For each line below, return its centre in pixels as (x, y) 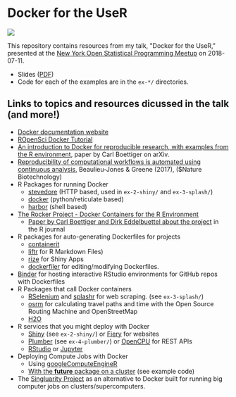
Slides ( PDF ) (36, 74)
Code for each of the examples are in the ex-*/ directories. (103, 82)
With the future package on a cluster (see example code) (111, 371)
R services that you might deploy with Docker (83, 326)
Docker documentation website (63, 132)
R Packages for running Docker (63, 184)
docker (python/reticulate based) (76, 199)
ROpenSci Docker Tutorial (55, 139)
